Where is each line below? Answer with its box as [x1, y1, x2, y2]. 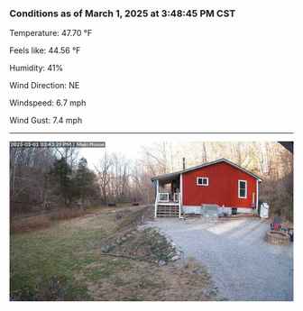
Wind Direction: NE [9, 80, 80, 91]
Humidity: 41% [9, 62, 64, 74]
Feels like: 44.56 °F [9, 45, 81, 56]
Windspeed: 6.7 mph [9, 97, 87, 108]
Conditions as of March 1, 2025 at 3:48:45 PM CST [9, 7, 236, 20]
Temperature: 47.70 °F [9, 28, 93, 39]
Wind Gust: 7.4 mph [9, 115, 83, 126]
